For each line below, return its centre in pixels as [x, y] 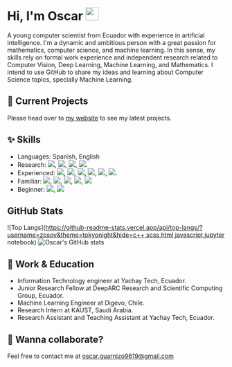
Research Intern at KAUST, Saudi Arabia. [75, 310]
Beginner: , [36, 189]
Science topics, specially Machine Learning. [70, 79]
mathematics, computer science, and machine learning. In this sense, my [111, 50]
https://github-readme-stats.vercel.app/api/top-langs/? [124, 228]
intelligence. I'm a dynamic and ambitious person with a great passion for [112, 42]
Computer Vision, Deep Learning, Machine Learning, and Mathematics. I [110, 64]
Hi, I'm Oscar [45, 16]
